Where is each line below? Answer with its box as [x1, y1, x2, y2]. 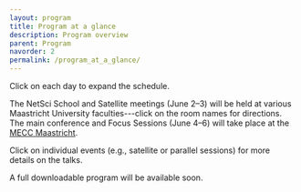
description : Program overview [9, 30, 129, 39]
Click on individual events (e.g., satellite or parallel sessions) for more [9, 145, 271, 156]
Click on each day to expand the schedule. [9, 81, 171, 91]
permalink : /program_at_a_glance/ [9, 56, 141, 65]
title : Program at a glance [9, 22, 117, 31]
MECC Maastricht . [9, 127, 78, 137]
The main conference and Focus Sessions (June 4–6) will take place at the [9, 117, 290, 128]
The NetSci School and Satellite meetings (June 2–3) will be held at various [9, 98, 292, 109]
